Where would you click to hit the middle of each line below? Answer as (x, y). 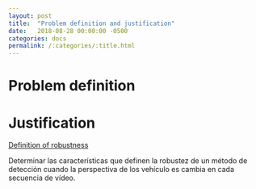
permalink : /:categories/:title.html (72, 46)
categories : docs (38, 38)
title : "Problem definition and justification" (92, 23)
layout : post (30, 16)
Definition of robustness (48, 145)
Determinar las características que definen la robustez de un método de (128, 161)
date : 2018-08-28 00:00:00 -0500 (68, 31)
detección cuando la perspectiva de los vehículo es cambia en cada (122, 170)
